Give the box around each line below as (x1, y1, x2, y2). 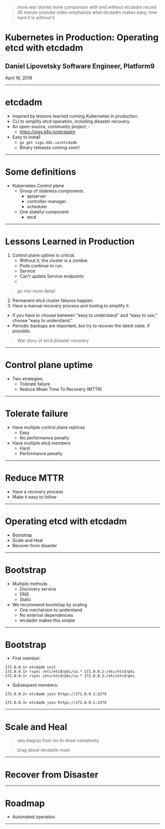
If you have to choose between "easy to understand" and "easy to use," (12, 312, 158, 318)
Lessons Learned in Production (5, 236, 135, 247)
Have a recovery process (12, 489, 63, 495)
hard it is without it (17, 15, 55, 20)
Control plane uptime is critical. (12, 252, 76, 258)
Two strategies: (12, 375, 44, 381)
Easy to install (12, 134, 41, 140)
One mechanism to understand (19, 607, 82, 613)
